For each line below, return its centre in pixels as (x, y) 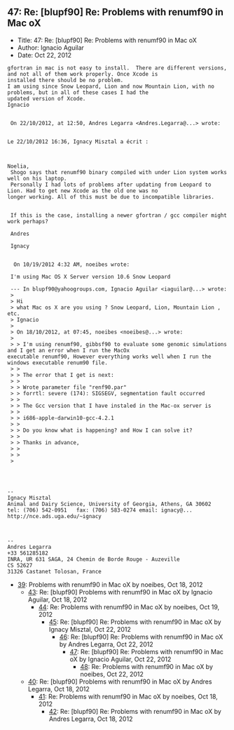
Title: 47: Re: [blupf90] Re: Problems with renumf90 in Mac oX (107, 40)
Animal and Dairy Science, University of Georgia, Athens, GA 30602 (109, 504)
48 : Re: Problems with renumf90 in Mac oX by (147, 666)
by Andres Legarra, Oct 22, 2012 (106, 644)
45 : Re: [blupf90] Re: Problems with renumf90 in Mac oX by (135, 622)
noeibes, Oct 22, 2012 (112, 674)
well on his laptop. (37, 178)
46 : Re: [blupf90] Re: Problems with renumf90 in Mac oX (141, 637)
